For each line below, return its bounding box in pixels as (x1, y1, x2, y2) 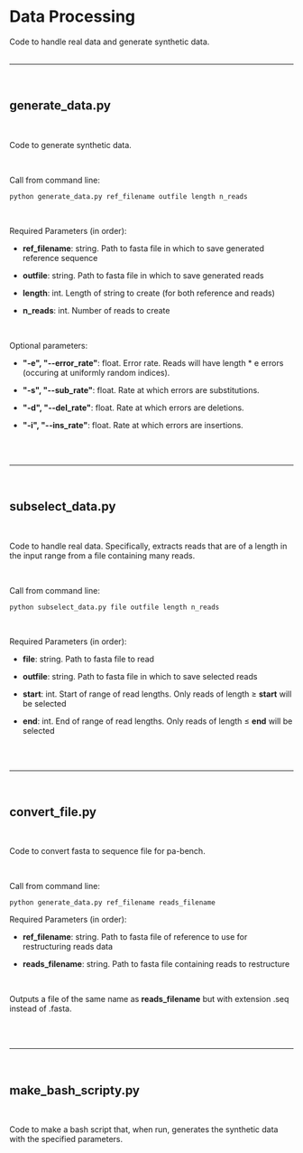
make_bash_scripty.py (9, 1083, 140, 1098)
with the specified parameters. (9, 1134, 124, 1145)
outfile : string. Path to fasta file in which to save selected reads (22, 670, 258, 681)
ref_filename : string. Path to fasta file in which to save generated (22, 242, 264, 254)
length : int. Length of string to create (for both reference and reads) (22, 287, 275, 298)
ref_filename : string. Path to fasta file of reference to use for (22, 932, 248, 942)
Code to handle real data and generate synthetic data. (9, 36, 210, 47)
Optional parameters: (9, 340, 88, 351)
